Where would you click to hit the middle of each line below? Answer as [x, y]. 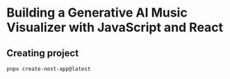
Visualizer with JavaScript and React [115, 27]
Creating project [43, 53]
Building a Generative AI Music [97, 13]
